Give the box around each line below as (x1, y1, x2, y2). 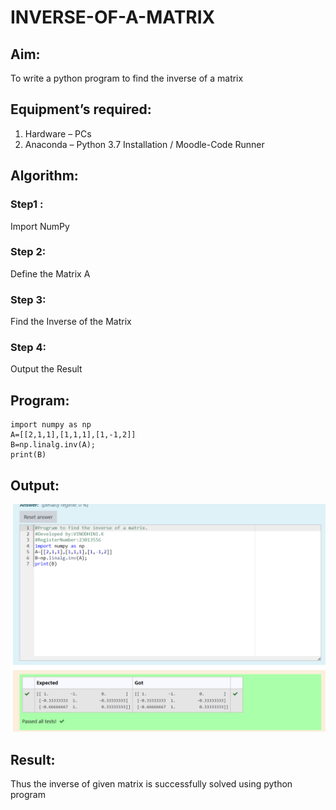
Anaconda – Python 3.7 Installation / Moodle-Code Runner (24, 138, 265, 150)
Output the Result (10, 363, 83, 375)
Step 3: (10, 292, 47, 306)
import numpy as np (10, 420, 92, 430)
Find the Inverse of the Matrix (10, 316, 132, 328)
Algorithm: (10, 167, 79, 185)
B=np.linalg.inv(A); (10, 440, 97, 450)
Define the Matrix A (10, 267, 91, 280)
